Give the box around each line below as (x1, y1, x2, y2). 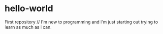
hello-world (4, 3, 54, 14)
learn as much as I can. (4, 24, 52, 30)
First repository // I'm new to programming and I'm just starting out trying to (4, 19, 158, 25)
